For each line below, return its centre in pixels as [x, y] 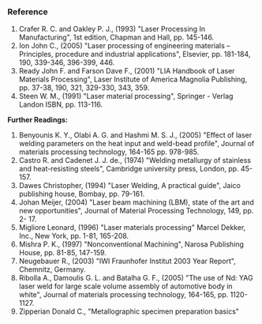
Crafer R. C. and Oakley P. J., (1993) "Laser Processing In [112, 29]
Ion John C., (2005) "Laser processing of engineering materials [122, 46]
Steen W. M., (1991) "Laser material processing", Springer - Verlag [126, 96]
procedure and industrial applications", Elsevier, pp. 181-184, [153, 55]
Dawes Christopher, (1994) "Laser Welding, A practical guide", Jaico [130, 186]
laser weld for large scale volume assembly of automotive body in [126, 286]
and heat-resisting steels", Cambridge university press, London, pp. [129, 169]
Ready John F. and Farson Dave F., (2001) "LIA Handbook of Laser [127, 71]
